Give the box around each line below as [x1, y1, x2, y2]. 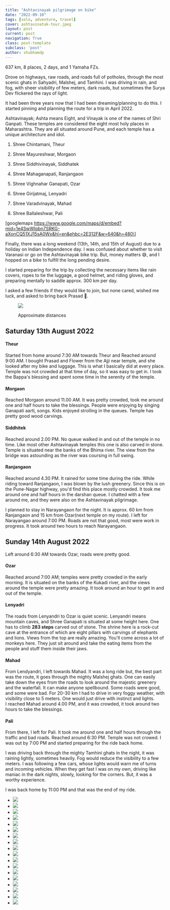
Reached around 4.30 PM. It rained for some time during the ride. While [5, 475, 155, 481]
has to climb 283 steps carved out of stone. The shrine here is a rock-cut [5, 624, 159, 630]
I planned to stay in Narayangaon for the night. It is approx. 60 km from [5, 506, 154, 512]
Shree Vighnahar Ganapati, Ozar [12, 180, 81, 187]
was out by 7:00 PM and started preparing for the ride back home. [5, 740, 144, 746]
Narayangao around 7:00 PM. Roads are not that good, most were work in [5, 517, 159, 524]
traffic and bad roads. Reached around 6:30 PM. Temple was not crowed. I [5, 735, 161, 741]
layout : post [5, 26, 33, 32]
